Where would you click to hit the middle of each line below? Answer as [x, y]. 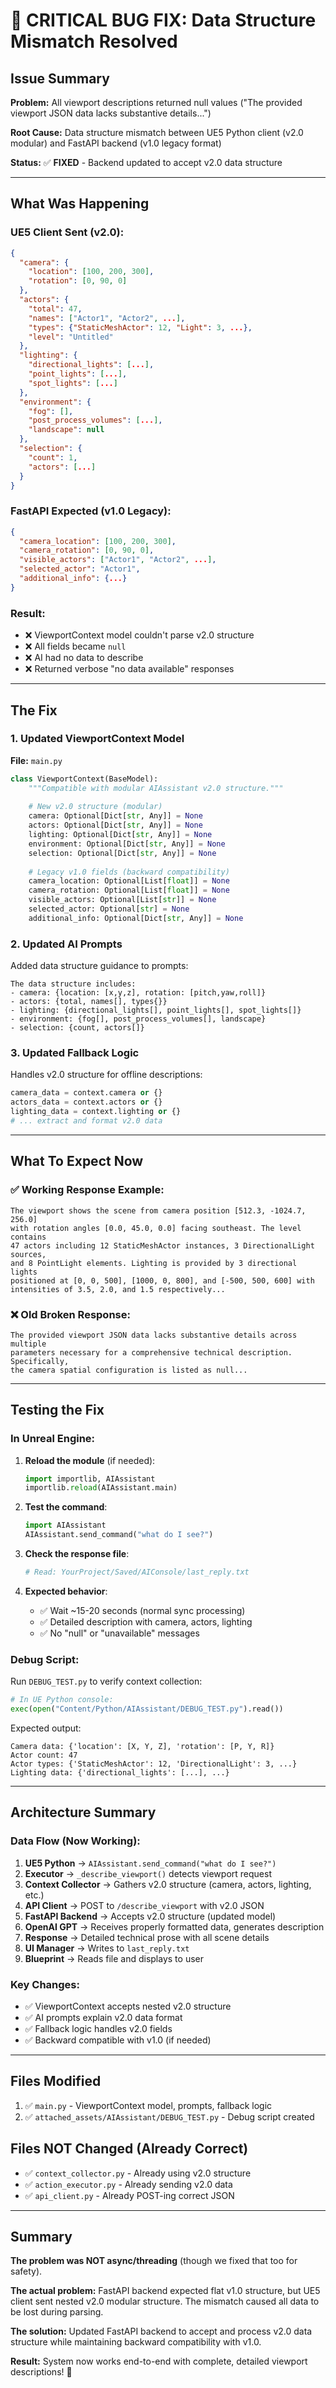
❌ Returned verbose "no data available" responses [129, 669]
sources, [28, 1254]
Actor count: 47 [44, 1755]
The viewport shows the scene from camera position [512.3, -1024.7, [158, 1210]
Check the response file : [77, 1554]
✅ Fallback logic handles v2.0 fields [98, 2029]
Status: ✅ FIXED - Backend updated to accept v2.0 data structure [146, 162]
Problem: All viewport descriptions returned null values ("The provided [156, 102]
